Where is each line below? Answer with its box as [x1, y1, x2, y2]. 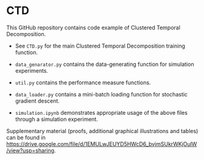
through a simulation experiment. [15, 115, 99, 123]
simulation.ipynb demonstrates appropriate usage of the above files [15, 109, 188, 116]
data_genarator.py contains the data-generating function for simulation [15, 60, 194, 68]
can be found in [6, 134, 46, 141]
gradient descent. [15, 97, 60, 104]
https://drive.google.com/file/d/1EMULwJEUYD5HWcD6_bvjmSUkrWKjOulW [6, 140, 197, 147]
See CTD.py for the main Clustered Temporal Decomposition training [15, 42, 186, 49]
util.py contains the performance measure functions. [15, 79, 151, 86]
